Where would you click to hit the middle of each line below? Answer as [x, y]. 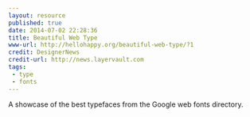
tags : [17, 67]
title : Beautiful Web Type [53, 38]
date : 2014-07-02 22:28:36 [53, 30]
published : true [35, 23]
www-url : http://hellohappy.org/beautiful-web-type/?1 [101, 45]
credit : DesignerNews [44, 52]
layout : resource [37, 15]
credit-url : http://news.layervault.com [76, 60]
